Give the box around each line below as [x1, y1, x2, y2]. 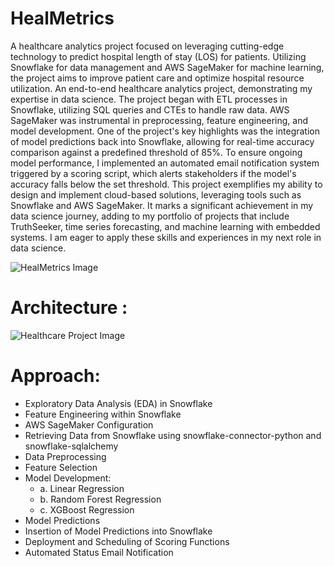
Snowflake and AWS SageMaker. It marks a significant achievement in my [10, 199, 314, 211]
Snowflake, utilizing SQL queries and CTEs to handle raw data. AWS [10, 103, 290, 116]
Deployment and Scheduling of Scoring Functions [24, 535, 230, 547]
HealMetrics [10, 7, 115, 30]
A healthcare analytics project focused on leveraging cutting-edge [10, 40, 285, 52]
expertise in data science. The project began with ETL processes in [10, 93, 288, 105]
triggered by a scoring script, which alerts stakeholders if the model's [10, 167, 297, 179]
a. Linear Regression [39, 482, 125, 494]
